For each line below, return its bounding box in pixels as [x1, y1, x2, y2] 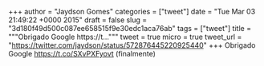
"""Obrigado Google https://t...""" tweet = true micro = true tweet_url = [8, 32, 242, 41]
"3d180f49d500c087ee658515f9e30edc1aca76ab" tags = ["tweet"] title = [8, 24, 251, 33]
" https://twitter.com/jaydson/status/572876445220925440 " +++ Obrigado [8, 41, 256, 50]
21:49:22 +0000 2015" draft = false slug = [8, 15, 148, 25]
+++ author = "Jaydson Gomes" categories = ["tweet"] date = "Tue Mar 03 [8, 7, 256, 16]
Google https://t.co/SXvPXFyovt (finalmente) [8, 49, 156, 58]
